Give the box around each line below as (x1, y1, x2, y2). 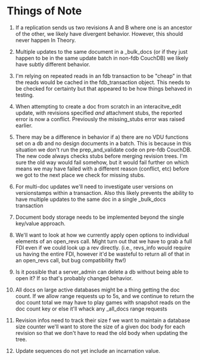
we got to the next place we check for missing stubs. (15, 171, 145, 178)
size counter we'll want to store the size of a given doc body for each (15, 323, 186, 330)
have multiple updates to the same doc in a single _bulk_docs (15, 195, 166, 203)
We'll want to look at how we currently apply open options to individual (15, 231, 189, 238)
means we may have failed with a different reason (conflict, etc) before (15, 165, 189, 172)
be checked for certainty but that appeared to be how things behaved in (15, 85, 192, 92)
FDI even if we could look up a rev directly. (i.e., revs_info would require (15, 244, 191, 251)
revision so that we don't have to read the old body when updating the (15, 329, 188, 336)
